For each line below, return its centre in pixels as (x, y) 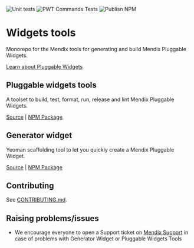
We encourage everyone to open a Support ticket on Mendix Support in (101, 233)
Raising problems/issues (52, 218)
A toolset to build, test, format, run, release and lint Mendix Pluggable (90, 99)
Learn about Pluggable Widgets (45, 66)
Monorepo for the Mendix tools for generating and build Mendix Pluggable (96, 49)
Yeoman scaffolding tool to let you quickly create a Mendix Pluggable (90, 149)
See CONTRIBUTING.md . (37, 200)
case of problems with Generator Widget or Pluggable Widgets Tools (98, 239)
